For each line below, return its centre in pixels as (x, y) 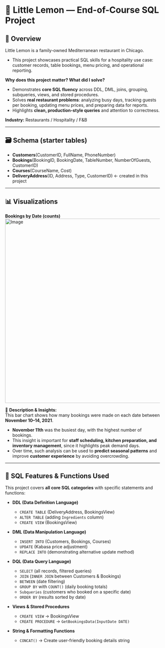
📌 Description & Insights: (31, 410)
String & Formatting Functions (43, 631)
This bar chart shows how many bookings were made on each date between (82, 415)
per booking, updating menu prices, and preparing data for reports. (80, 105)
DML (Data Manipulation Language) (49, 532)
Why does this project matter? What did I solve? (55, 80)
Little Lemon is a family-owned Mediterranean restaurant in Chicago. (75, 50)
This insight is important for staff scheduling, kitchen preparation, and (84, 440)
